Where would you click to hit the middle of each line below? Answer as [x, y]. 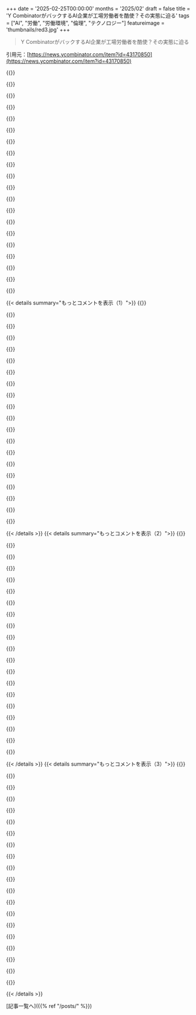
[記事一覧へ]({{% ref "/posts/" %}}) [49, 1006]
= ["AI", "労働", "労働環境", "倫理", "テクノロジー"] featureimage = [85, 23]
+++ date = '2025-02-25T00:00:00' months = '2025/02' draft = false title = [98, 9]
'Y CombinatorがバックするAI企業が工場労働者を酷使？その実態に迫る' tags [98, 15]
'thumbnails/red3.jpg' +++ [38, 30]
